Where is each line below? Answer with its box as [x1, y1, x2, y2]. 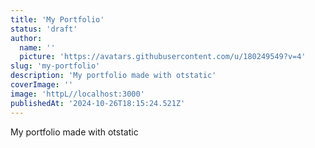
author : [10, 33, 43, 43]
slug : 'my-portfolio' [10, 61, 101, 71]
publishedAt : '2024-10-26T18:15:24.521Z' [10, 98, 186, 108]
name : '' [19, 42, 56, 53]
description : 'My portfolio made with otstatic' [10, 71, 217, 81]
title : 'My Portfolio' [10, 14, 105, 25]
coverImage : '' [10, 80, 74, 90]
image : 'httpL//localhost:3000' [10, 89, 145, 99]
